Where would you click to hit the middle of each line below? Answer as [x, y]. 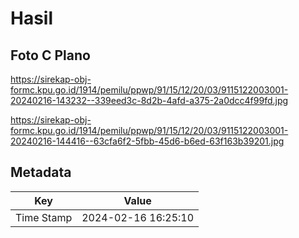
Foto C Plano [50, 55]
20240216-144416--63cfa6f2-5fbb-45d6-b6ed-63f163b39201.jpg [147, 141]
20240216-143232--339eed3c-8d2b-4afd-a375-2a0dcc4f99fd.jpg [149, 100]
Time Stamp [44, 217]
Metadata [41, 172]
